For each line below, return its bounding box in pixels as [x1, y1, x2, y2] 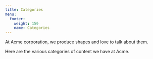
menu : [5, 12, 16, 17]
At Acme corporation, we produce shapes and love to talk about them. [5, 39, 149, 45]
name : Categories [14, 26, 50, 30]
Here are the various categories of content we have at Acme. [5, 49, 130, 55]
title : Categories [5, 7, 43, 12]
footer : [9, 16, 26, 21]
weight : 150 [14, 21, 39, 26]
